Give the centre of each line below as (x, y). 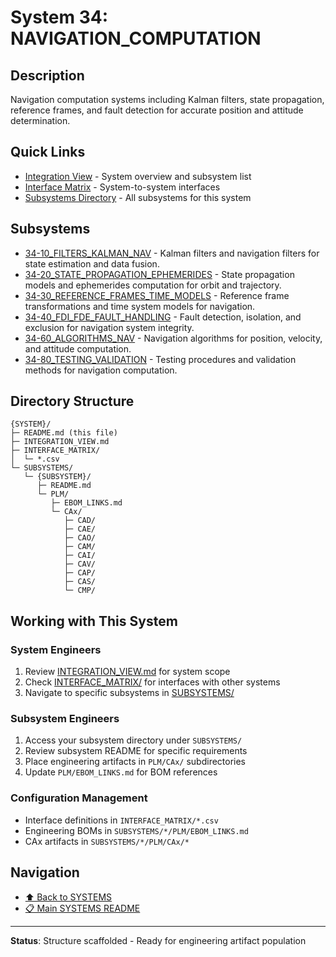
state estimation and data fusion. (92, 263)
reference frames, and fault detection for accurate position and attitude (157, 110)
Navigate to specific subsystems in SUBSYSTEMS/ (129, 693)
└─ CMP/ (80, 591)
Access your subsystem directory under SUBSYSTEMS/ (133, 740)
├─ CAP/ (80, 573)
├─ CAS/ (80, 582)
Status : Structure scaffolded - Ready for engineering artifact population (158, 940)
